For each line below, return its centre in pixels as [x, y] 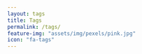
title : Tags [24, 20]
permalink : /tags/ [34, 27]
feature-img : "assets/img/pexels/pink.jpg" [72, 33]
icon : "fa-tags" [31, 40]
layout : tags [26, 14]
